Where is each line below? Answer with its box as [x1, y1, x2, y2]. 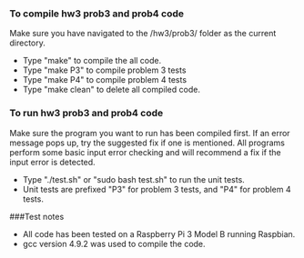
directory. [9, 37, 46, 48]
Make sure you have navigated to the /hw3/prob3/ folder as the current [9, 28, 277, 39]
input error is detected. [9, 156, 96, 167]
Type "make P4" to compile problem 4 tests [22, 74, 187, 85]
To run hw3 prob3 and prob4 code [9, 107, 164, 120]
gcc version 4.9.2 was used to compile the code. [22, 238, 207, 249]
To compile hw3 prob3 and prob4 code [9, 7, 185, 20]
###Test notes [9, 211, 65, 222]
